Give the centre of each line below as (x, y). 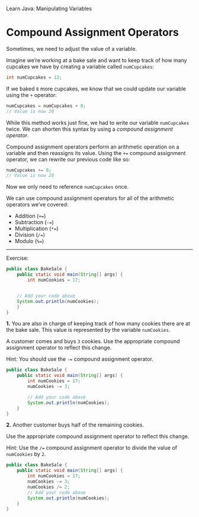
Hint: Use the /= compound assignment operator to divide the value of (92, 448)
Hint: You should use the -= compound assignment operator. (80, 359)
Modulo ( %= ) (29, 241)
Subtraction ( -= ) (34, 222)
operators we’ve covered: (37, 205)
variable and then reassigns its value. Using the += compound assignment (96, 153)
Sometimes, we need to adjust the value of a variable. (72, 49)
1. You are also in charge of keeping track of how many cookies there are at (98, 324)
